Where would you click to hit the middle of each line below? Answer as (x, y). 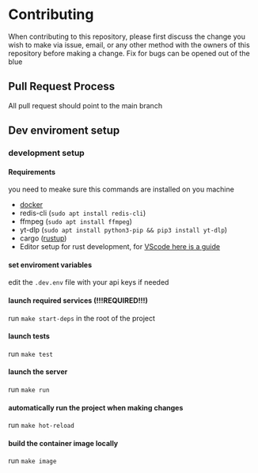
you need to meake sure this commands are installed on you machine (121, 189)
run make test (31, 354)
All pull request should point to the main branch (85, 105)
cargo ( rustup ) (43, 238)
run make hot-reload (42, 426)
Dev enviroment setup (64, 131)
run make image (32, 461)
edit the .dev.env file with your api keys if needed (89, 282)
